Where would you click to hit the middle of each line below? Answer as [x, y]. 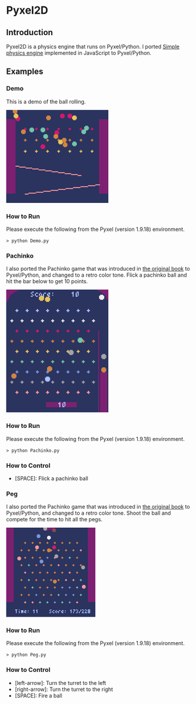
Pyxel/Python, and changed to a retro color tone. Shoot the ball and [88, 513]
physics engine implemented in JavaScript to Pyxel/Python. [79, 53]
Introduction [30, 32]
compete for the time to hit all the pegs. [54, 520]
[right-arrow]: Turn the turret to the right [64, 689]
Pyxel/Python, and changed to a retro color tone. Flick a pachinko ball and [97, 275]
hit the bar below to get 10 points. [47, 281]
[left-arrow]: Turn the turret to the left [60, 683]
